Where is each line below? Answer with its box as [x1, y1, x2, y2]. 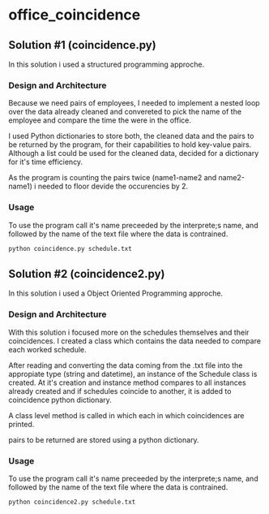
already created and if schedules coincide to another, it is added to [8, 386, 232, 395]
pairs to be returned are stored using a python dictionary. [8, 434, 200, 444]
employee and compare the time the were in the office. [8, 115, 192, 125]
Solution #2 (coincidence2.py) [8, 266, 165, 281]
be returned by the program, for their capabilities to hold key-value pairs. [8, 140, 252, 149]
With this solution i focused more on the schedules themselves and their [8, 327, 250, 337]
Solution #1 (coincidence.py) [8, 38, 156, 52]
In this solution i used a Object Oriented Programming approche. [8, 288, 224, 298]
